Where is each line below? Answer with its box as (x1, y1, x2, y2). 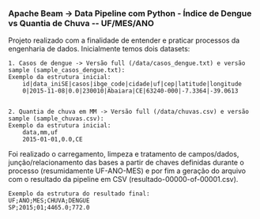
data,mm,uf (22, 129, 58, 137)
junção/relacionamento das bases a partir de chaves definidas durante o (8, 158, 245, 168)
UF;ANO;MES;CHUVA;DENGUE (8, 197, 90, 205)
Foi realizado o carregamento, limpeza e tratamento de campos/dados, (8, 149, 239, 159)
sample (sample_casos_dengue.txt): (8, 66, 126, 74)
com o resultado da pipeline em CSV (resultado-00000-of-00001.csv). (8, 175, 239, 184)
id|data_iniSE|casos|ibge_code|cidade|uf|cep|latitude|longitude (22, 80, 243, 89)
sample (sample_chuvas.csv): (8, 115, 104, 123)
